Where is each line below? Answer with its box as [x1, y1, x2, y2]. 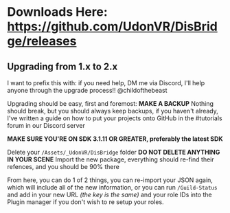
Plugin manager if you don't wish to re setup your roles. [7, 198, 164, 206]
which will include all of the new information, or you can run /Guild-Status [7, 183, 218, 191]
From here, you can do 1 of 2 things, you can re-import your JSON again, [7, 176, 213, 184]
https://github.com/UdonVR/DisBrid [7, 19, 218, 34]
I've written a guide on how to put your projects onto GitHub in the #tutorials [7, 114, 222, 122]
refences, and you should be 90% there [7, 163, 120, 170]
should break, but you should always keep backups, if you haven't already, [7, 107, 218, 115]
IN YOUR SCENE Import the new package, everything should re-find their [7, 155, 214, 164]
